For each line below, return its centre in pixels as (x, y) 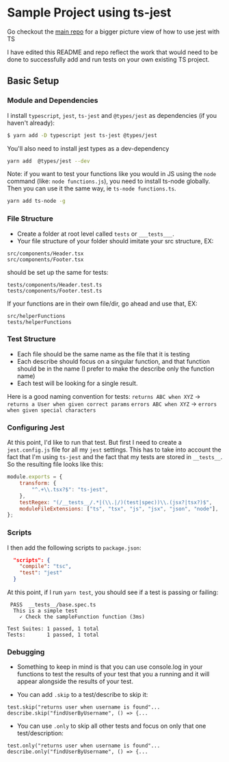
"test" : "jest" (41, 573)
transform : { (38, 483)
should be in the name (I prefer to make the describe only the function (116, 369)
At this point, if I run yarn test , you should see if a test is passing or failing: (113, 592)
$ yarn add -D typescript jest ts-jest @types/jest (82, 135)
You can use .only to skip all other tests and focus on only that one (111, 726)
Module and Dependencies (53, 101)
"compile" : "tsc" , (45, 567)
